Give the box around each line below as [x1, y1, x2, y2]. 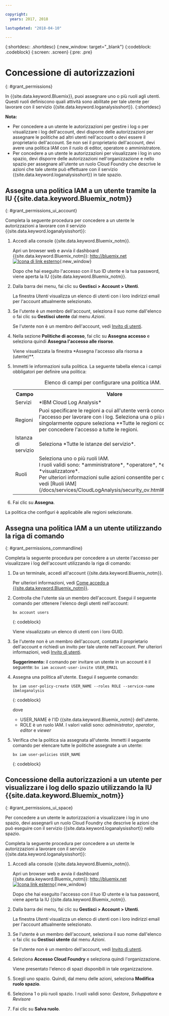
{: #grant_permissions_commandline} [5, 545, 83, 551]
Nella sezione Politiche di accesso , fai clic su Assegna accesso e [12, 333, 150, 339]
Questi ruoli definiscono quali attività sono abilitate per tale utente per [5, 99, 149, 105]
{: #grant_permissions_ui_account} [5, 208, 77, 214]
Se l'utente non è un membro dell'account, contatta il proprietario [12, 638, 148, 644]
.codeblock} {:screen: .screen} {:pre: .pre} [5, 49, 93, 55]
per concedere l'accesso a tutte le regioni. [39, 426, 139, 433]
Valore [106, 391, 123, 398]
